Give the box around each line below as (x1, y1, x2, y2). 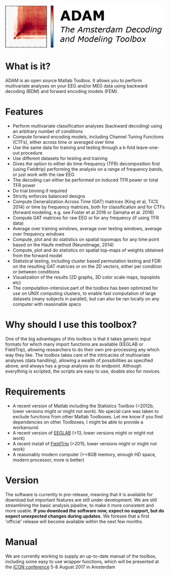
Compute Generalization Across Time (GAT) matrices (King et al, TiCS (12, 199, 158, 205)
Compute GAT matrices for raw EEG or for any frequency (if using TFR (12, 215, 159, 221)
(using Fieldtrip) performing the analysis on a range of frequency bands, (12, 166, 163, 172)
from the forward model (12, 253, 62, 259)
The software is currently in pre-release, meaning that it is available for (5, 491, 153, 497)
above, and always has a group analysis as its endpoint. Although (5, 363, 142, 369)
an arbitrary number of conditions (12, 128, 83, 135)
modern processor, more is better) (12, 457, 84, 463)
